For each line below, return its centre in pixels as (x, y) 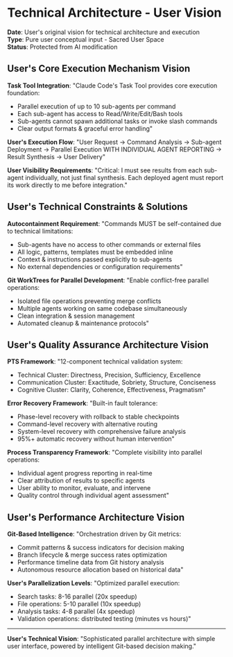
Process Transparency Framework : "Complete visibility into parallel (105, 453)
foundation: (24, 92)
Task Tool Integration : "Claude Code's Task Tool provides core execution (112, 86)
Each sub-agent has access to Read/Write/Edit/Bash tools (100, 113)
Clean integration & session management (76, 316)
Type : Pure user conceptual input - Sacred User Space (86, 39)
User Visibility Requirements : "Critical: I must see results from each (105, 170)
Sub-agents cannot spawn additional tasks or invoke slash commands (117, 121)
